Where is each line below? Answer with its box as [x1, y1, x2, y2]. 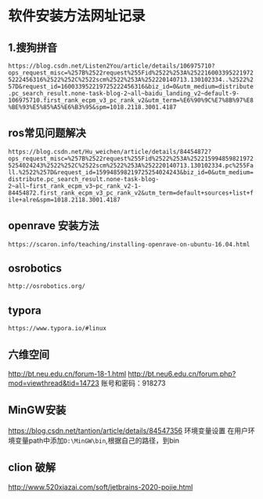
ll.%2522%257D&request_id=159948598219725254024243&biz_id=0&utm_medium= [8, 168, 254, 177]
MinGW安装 [8, 403, 67, 417]
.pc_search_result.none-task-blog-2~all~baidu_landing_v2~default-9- [8, 89, 240, 97]
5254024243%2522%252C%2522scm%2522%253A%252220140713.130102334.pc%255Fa [8, 162, 254, 169]
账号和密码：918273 [100, 378, 166, 388]
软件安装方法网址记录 [8, 7, 146, 25]
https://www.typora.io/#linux [8, 325, 107, 333]
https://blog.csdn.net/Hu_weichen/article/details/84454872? [8, 148, 212, 155]
